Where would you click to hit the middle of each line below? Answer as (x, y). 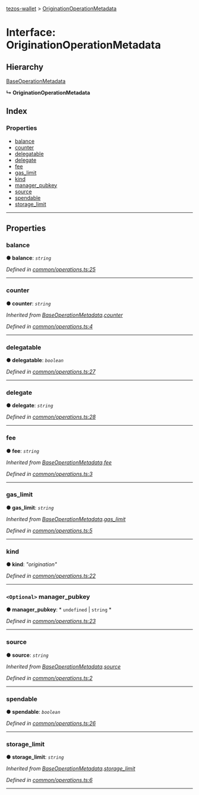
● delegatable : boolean (35, 360)
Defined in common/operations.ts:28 (51, 417)
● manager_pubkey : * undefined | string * (59, 609)
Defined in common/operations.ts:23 (51, 621)
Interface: (31, 33)
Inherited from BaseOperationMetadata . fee (59, 462)
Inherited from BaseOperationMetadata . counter (65, 315)
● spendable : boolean (33, 712)
